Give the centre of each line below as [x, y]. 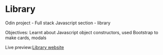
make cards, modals [26, 38]
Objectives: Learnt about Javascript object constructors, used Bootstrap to [82, 32]
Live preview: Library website [35, 47]
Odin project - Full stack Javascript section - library [58, 23]
